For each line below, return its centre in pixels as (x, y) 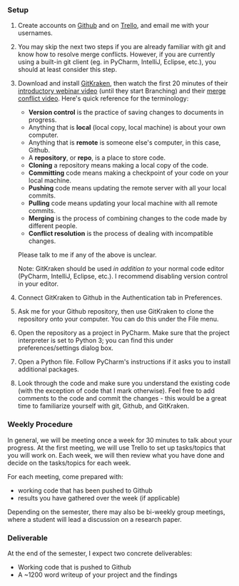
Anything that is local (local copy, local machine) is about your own (127, 128)
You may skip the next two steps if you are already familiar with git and (122, 47)
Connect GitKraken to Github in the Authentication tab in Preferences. (120, 298)
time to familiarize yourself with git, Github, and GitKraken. (103, 406)
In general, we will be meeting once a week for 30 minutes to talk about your (120, 440)
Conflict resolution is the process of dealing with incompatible (121, 234)
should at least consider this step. (67, 70)
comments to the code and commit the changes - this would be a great (122, 399)
